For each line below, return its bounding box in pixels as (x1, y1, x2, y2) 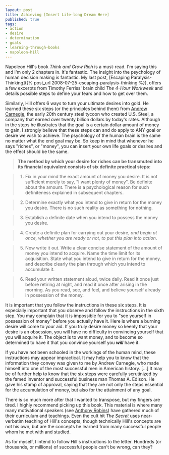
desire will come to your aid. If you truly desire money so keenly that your (5, 323, 158, 329)
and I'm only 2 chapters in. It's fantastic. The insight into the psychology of (5, 69, 161, 75)
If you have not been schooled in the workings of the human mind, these (5, 349, 156, 355)
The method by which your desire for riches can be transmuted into (17, 158, 162, 164)
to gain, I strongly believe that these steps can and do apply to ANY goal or (5, 127, 161, 133)
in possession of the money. (25, 292, 84, 298)
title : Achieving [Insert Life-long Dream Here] (5, 12, 109, 17)
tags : (5, 21, 17, 27)
